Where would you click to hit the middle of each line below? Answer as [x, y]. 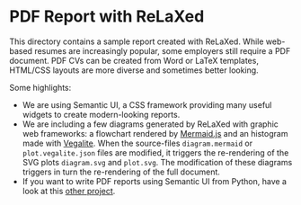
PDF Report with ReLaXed [107, 17]
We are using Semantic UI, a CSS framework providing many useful [147, 104]
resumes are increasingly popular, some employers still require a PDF [163, 50]
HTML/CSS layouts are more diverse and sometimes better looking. [134, 70]
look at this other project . [69, 191]
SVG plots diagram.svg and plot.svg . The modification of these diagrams [157, 162]
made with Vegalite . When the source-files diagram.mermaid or [137, 143]
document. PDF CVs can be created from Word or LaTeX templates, [134, 60]
